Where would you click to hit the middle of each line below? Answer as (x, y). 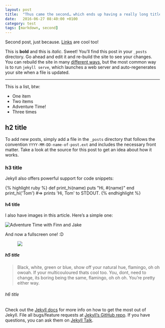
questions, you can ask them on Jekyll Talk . (49, 320)
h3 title (14, 167)
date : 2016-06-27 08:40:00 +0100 (41, 19)
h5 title (12, 255)
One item (21, 96)
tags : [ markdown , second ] (31, 28)
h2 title (16, 127)
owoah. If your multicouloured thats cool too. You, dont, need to (82, 273)
